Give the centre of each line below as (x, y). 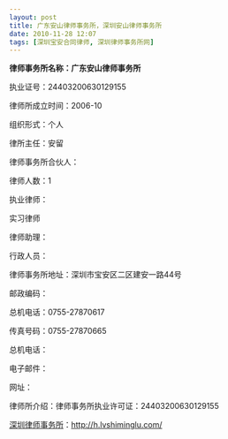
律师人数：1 (30, 181)
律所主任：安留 (36, 143)
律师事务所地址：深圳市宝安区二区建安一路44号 (96, 275)
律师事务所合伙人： (44, 162)
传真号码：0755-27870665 (58, 331)
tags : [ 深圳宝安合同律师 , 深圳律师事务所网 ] (82, 42)
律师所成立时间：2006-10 (56, 106)
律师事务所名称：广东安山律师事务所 (75, 68)
